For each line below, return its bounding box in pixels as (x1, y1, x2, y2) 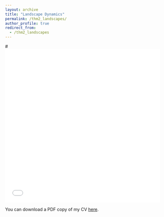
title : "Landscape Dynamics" (5, 12, 65, 17)
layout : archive (5, 7, 38, 12)
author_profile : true (5, 21, 50, 26)
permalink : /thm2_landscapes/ (5, 16, 67, 21)
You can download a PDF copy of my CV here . (5, 207, 99, 212)
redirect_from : (5, 26, 36, 30)
